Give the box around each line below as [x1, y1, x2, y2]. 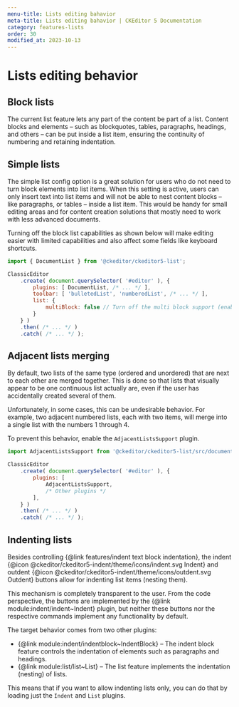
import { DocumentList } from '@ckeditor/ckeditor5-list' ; [7, 257, 186, 264]
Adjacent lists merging [7, 350, 110, 362]
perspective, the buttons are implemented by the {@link [7, 597, 171, 605]
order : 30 [7, 30, 37, 38]
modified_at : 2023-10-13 [7, 37, 81, 44]
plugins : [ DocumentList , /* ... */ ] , [33, 284, 152, 291]
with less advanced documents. [7, 215, 101, 223]
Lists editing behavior [7, 68, 139, 84]
